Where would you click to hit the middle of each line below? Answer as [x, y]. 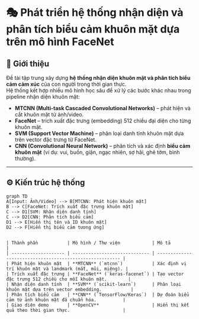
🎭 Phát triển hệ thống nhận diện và [95, 13]
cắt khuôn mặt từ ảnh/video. [49, 115]
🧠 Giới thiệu [28, 64]
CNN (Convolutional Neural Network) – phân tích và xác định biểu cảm [102, 146]
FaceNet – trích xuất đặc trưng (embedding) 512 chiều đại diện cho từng [103, 121]
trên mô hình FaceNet [60, 42]
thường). [25, 158]
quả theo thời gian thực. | [66, 310]
